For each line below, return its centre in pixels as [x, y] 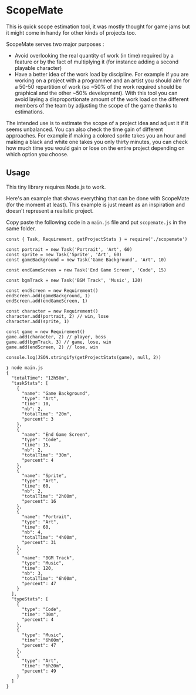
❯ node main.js [25, 368]
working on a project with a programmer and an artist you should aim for [102, 80]
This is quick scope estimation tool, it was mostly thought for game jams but [98, 26]
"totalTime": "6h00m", [49, 578]
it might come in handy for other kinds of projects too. [71, 32]
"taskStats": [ [30, 383]
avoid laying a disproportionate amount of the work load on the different [102, 99]
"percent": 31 [39, 542]
